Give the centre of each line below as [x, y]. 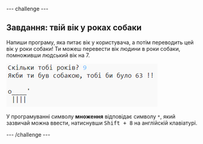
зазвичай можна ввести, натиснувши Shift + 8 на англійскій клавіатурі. [102, 123]
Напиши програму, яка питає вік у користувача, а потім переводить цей [100, 42]
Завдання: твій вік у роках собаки [74, 28]
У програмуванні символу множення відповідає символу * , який [91, 116]
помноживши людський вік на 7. [48, 55]
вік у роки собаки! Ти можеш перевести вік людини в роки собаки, [93, 48]
